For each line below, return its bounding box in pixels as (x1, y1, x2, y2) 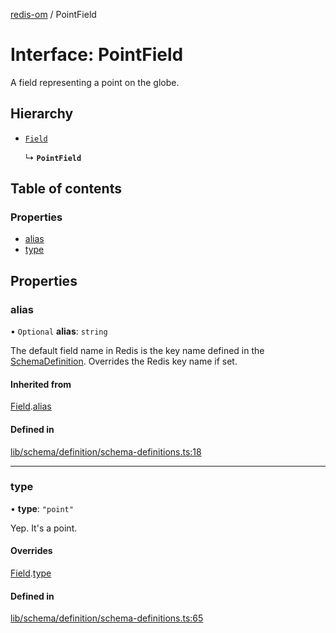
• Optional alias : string (10, 325, 108, 338)
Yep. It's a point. (10, 522, 78, 534)
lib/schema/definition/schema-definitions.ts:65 (10, 612, 204, 624)
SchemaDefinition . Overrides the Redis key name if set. (10, 355, 238, 368)
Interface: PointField (10, 44, 184, 66)
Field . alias (10, 400, 52, 413)
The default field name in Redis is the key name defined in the (10, 345, 265, 357)
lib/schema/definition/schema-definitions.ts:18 (10, 445, 202, 458)
